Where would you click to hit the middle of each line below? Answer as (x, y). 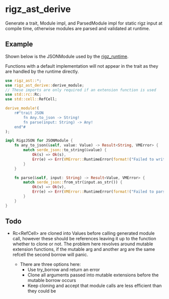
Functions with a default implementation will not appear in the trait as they (82, 66)
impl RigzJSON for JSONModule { (39, 141)
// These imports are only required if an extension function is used (81, 90)
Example (19, 44)
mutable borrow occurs (52, 280)
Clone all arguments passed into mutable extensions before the (93, 275)
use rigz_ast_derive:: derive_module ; (45, 85)
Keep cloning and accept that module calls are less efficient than (95, 286)
